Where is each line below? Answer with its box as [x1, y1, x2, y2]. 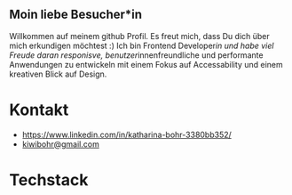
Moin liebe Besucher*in [9, 7, 143, 22]
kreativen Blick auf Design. [9, 69, 107, 79]
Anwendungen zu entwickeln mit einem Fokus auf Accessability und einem [9, 59, 283, 69]
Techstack [9, 169, 89, 190]
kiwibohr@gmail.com [21, 138, 99, 150]
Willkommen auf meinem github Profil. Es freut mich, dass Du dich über [9, 30, 271, 41]
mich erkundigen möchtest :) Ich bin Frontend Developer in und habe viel [9, 40, 274, 51]
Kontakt [9, 100, 69, 119]
